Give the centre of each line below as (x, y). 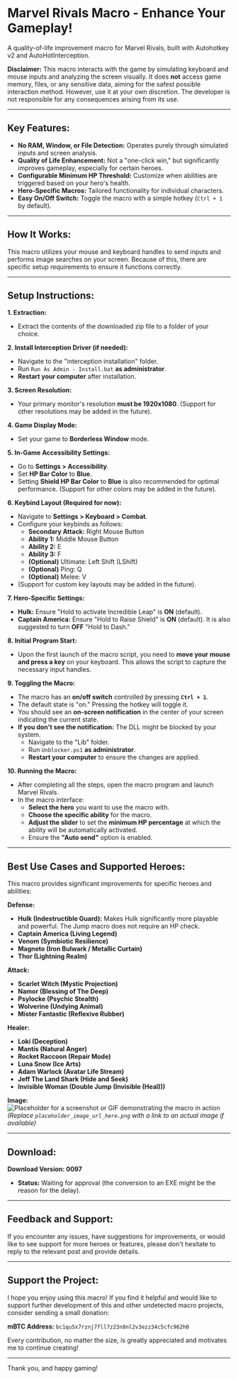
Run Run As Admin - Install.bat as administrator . (92, 369)
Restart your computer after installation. (77, 377)
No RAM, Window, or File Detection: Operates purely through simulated (123, 145)
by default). (34, 205)
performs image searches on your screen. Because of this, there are (107, 259)
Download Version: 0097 (45, 1169)
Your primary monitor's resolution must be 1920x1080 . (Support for (117, 404)
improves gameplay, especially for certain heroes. (90, 167)
